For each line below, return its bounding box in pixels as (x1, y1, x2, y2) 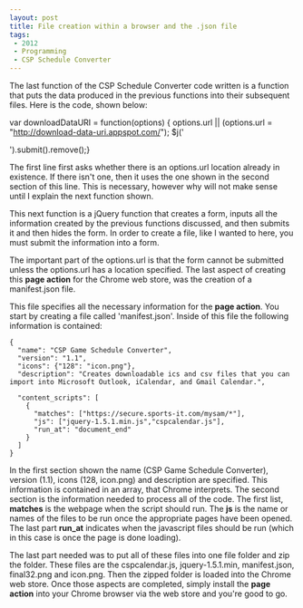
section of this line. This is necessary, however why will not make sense (9, 181, 279, 191)
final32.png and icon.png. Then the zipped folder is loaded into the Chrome (9, 569, 292, 580)
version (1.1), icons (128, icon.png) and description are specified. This (9, 475, 268, 485)
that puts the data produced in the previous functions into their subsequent (9, 90, 290, 101)
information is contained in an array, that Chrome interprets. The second (9, 484, 279, 495)
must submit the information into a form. (9, 237, 161, 247)
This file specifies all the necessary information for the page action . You (9, 301, 279, 312)
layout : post (9, 13, 59, 23)
